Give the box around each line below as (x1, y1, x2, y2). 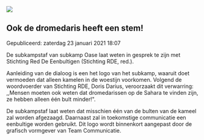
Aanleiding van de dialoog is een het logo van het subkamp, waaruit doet (6, 69, 190, 76)
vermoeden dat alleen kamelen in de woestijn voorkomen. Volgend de (6, 76, 182, 83)
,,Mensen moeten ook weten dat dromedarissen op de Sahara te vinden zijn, (6, 89, 199, 96)
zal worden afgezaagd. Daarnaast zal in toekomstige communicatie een (6, 114, 186, 121)
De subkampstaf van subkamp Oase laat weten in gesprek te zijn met (6, 51, 181, 58)
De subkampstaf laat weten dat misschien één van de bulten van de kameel (6, 107, 197, 114)
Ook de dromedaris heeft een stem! (6, 23, 144, 34)
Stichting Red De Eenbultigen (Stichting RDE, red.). (6, 57, 134, 65)
